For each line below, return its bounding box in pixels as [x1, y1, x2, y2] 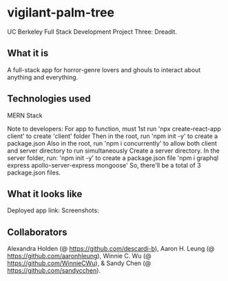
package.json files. [7, 168, 61, 177]
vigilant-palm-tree [7, 5, 115, 21]
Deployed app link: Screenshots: [7, 206, 99, 214]
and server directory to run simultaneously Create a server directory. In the [7, 146, 220, 155]
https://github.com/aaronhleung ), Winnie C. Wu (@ [7, 252, 152, 260]
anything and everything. [7, 73, 79, 81]
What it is [7, 47, 49, 59]
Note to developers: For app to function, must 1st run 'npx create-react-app [7, 124, 222, 133]
